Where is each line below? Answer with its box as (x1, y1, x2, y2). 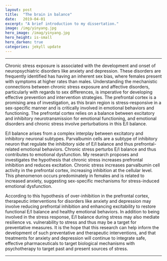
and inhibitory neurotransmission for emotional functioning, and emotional (5, 115, 157, 121)
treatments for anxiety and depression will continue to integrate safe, (5, 235, 147, 241)
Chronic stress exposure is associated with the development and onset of (5, 63, 156, 69)
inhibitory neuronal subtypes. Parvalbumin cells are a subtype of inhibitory (5, 135, 158, 142)
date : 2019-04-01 (5, 16, 46, 21)
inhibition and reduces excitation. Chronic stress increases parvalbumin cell (5, 162, 160, 168)
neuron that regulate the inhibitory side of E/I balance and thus (5, 141, 133, 147)
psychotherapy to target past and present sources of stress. (5, 246, 128, 252)
